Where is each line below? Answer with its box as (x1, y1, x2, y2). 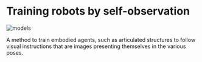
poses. (6, 49, 23, 56)
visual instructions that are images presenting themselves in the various (6, 43, 186, 50)
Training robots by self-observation (6, 4, 190, 18)
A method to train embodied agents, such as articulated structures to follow (6, 36, 196, 43)
